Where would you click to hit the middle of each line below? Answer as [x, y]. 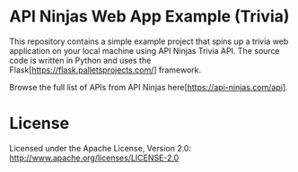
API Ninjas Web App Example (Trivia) [149, 17]
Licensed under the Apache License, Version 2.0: [100, 148]
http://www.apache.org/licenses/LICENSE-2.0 [94, 158]
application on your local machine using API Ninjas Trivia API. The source [145, 50]
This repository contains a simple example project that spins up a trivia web [149, 41]
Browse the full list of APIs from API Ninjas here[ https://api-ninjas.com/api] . [149, 87]
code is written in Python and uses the [80, 60]
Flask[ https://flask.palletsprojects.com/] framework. [105, 70]
